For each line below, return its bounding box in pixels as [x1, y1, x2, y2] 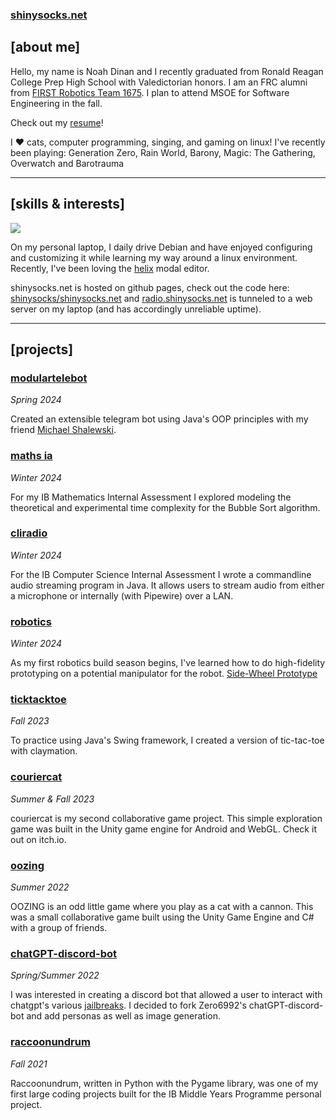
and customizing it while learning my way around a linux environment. [10, 251, 298, 263]
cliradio [10, 526, 48, 540]
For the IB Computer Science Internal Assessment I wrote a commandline [10, 568, 312, 580]
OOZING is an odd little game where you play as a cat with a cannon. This [10, 901, 314, 913]
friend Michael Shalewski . [10, 424, 117, 436]
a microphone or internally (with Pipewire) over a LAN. [10, 589, 234, 602]
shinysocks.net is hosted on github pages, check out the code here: [10, 281, 290, 293]
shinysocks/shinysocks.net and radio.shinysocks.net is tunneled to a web [10, 292, 313, 304]
